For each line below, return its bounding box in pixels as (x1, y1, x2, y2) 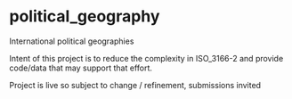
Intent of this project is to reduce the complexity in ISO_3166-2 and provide (9, 53, 284, 63)
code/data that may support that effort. (9, 62, 153, 73)
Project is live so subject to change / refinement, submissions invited (9, 79, 261, 90)
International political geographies (9, 36, 134, 46)
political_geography (9, 6, 160, 27)
